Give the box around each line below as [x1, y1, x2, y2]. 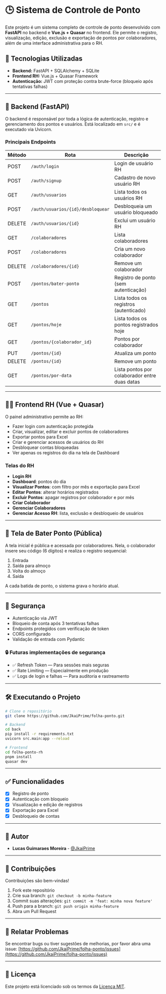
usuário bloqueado [114, 209, 158, 215]
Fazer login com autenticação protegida [12, 423, 94, 429]
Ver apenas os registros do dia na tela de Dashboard [12, 449, 120, 455]
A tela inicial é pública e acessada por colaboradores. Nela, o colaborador [5, 542, 156, 548]
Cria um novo [114, 245, 146, 252]
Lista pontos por [114, 366, 152, 373]
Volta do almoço [12, 568, 46, 574]
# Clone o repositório [5, 709, 52, 713]
